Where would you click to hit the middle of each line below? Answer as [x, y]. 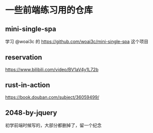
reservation [24, 58]
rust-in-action [28, 85]
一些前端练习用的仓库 [49, 10]
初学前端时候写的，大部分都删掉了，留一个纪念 [53, 126]
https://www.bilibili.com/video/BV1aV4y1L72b [52, 69]
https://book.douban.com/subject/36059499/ [52, 97]
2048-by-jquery [31, 113]
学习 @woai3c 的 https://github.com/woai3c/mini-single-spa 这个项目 [77, 41]
